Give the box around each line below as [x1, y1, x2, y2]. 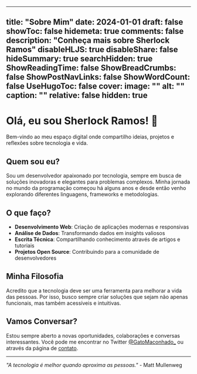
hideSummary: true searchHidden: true [6, 54, 153, 64]
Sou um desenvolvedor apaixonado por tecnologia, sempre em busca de [6, 172, 182, 179]
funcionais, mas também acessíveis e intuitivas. [6, 300, 121, 307]
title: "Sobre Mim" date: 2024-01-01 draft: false [6, 17, 184, 27]
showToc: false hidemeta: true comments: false [6, 26, 184, 36]
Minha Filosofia [6, 271, 64, 281]
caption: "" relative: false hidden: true [6, 90, 148, 100]
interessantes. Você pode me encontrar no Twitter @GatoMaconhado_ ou [6, 338, 184, 345]
